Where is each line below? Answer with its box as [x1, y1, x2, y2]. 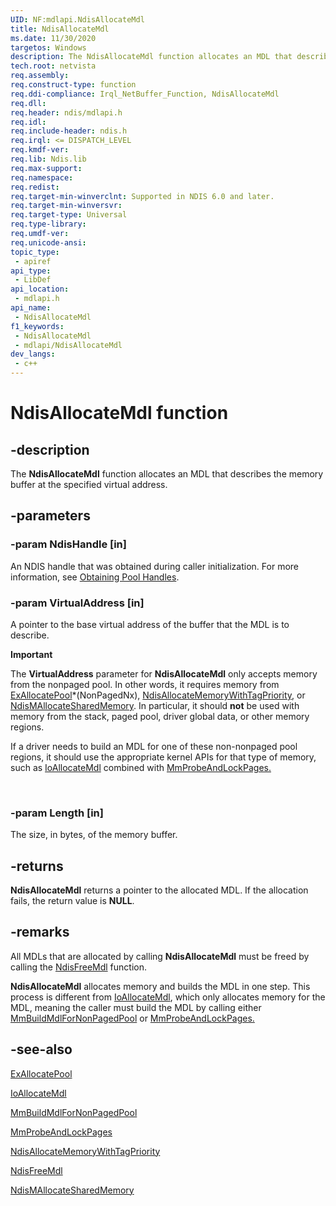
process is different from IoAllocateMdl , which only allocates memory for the [10, 991, 326, 1003]
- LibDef [14, 275, 52, 285]
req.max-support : [10, 163, 83, 173]
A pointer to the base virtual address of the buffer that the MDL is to [10, 618, 290, 630]
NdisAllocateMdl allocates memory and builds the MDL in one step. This [10, 980, 311, 992]
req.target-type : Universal [10, 210, 128, 220]
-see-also [10, 1041, 73, 1058]
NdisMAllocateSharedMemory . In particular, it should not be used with [10, 699, 300, 711]
